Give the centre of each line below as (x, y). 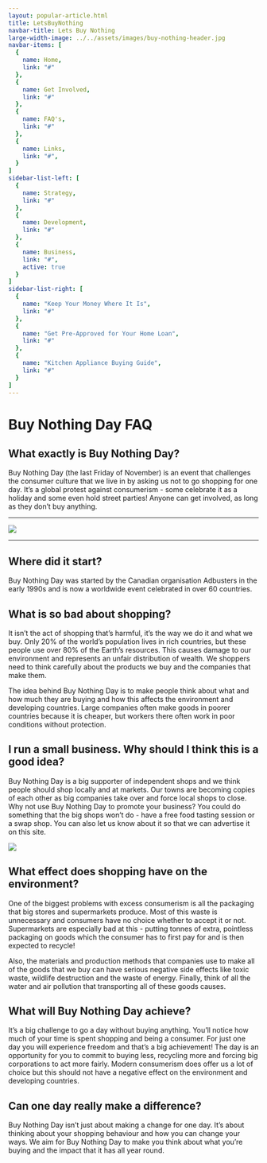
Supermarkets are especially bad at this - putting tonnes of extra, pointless (131, 928)
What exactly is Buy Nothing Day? (94, 454)
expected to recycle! (42, 945)
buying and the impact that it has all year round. (86, 1150)
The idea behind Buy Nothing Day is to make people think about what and (129, 691)
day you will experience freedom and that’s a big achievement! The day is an (133, 1047)
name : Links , (44, 149)
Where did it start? (55, 561)
